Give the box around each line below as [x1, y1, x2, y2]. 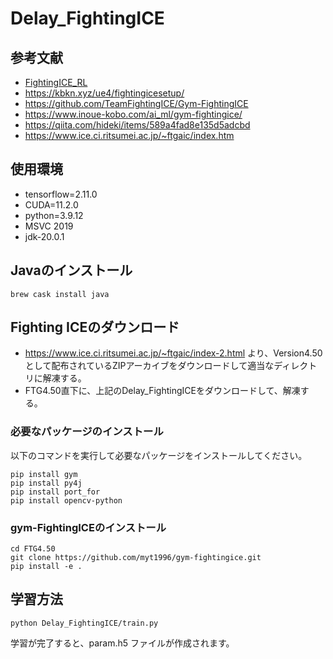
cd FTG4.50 [10, 544, 56, 554]
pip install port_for [10, 487, 101, 497]
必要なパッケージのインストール [10, 425, 164, 439]
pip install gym [10, 469, 78, 479]
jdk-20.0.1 [24, 230, 65, 242]
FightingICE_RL [24, 77, 88, 88]
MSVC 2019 [24, 220, 74, 232]
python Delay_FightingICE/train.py [10, 618, 159, 628]
